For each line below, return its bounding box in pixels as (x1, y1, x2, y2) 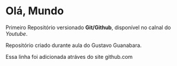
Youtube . (5, 30, 28, 37)
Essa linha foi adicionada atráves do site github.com (5, 53, 133, 60)
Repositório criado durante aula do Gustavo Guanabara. (5, 42, 142, 49)
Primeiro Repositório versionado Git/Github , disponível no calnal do (5, 24, 171, 31)
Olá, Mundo (5, 4, 64, 18)
